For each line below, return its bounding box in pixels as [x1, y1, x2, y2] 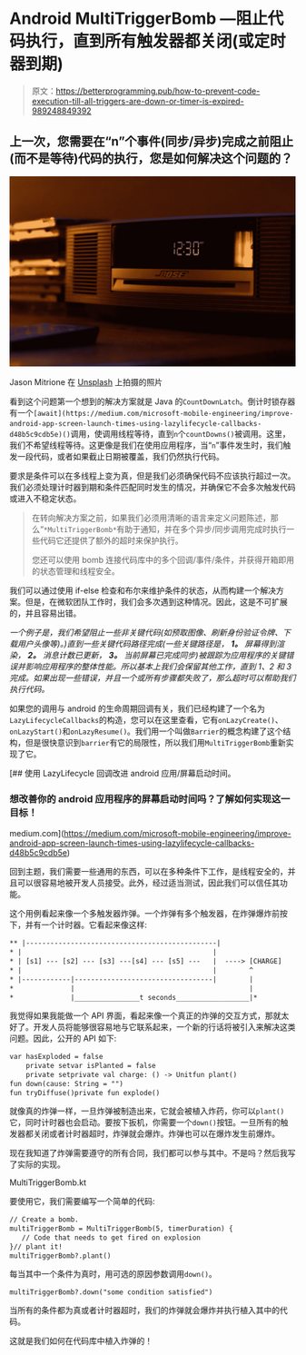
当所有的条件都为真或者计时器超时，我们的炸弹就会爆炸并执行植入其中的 [9, 1304, 280, 1315]
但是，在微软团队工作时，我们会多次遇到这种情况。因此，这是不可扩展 [25, 597, 288, 608]
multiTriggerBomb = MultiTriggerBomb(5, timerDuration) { [9, 1223, 233, 1233]
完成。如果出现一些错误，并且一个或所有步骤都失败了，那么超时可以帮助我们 [9, 673, 296, 684]
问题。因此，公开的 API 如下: [9, 1033, 117, 1043]
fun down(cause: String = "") [9, 1079, 124, 1088]
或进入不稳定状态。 [9, 493, 82, 504]
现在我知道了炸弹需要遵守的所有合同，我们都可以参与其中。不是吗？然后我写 [9, 1147, 296, 1158]
